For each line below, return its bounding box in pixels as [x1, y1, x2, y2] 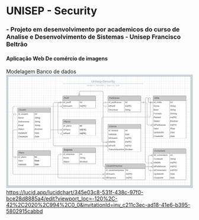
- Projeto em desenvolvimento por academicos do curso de [6, 25, 180, 34]
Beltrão [6, 40, 28, 49]
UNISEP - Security [6, 4, 98, 18]
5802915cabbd [6, 208, 43, 215]
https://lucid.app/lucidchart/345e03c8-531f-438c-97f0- [6, 189, 144, 196]
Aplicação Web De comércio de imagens [6, 55, 108, 62]
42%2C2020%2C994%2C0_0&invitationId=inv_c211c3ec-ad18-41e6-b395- [6, 201, 191, 208]
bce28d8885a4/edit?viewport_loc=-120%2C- [6, 195, 118, 202]
